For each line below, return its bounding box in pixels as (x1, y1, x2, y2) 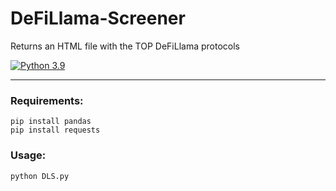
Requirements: (10, 93, 84, 107)
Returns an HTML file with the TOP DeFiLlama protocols (10, 40, 240, 52)
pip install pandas (10, 117, 92, 127)
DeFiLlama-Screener (10, 7, 186, 30)
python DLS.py (10, 171, 70, 181)
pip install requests (10, 125, 101, 136)
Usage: (10, 148, 47, 162)
